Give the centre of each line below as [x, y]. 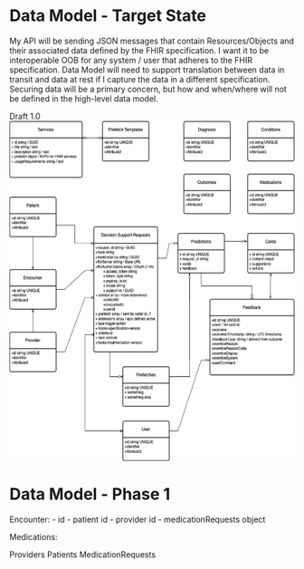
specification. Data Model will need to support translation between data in [147, 70]
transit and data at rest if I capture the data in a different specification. [140, 79]
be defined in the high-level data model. [84, 98]
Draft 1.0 [25, 116]
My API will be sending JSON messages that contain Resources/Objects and [152, 41]
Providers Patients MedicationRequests [83, 555]
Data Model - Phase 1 [90, 494]
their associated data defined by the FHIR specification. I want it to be [139, 50]
